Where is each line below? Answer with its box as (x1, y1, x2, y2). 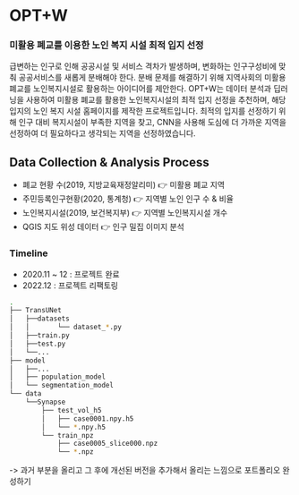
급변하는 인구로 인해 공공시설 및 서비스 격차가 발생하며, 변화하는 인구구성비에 (9, 61, 278, 72)
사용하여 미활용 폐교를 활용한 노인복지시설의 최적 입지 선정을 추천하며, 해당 (25, 95, 286, 106)
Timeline (9, 247, 48, 260)
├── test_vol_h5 (41, 405, 102, 414)
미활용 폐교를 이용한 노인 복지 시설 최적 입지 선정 (9, 39, 204, 52)
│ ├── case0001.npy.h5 (41, 414, 134, 423)
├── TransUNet (9, 306, 63, 315)
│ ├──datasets (9, 314, 70, 323)
